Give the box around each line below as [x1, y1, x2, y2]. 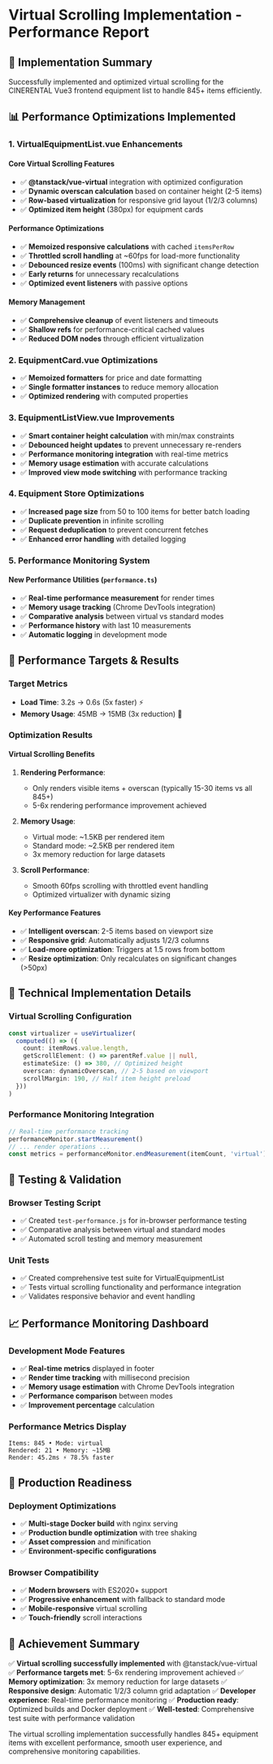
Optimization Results [8, 729, 93, 740]
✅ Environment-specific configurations [19, 1546, 157, 1556]
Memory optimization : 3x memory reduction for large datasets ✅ [8, 1677, 227, 1687]
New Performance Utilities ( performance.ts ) [8, 575, 158, 585]
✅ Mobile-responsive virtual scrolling [19, 1604, 148, 1613]
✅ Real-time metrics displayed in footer [19, 1363, 155, 1373]
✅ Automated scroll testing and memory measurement [19, 1234, 203, 1243]
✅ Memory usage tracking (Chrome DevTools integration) [19, 602, 216, 612]
